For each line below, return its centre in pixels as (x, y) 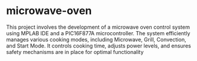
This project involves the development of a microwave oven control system (98, 27)
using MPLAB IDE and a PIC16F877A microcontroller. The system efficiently (98, 33)
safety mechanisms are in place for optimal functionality (75, 52)
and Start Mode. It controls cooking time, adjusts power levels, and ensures (99, 46)
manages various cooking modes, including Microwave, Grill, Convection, (96, 39)
